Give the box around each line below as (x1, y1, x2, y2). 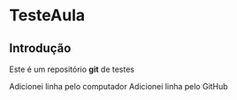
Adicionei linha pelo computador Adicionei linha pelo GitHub (9, 81, 228, 91)
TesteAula (9, 5, 86, 26)
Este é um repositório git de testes (9, 64, 135, 74)
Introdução (9, 41, 72, 56)
